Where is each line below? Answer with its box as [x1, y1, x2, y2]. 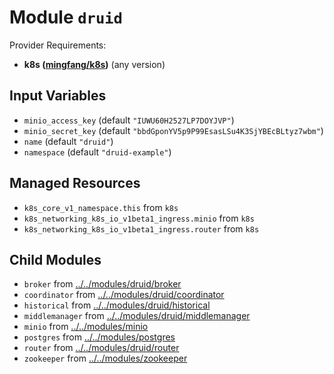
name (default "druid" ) [23, 135, 114, 147]
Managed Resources [9, 175, 141, 192]
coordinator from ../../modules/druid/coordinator [23, 289, 225, 301]
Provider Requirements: [9, 39, 107, 51]
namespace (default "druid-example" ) [23, 146, 172, 158]
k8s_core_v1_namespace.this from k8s [23, 201, 179, 213]
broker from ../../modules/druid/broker [23, 278, 182, 290]
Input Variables [9, 87, 107, 105]
